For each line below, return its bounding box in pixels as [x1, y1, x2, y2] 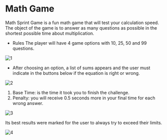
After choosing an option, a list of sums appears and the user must [12, 65, 150, 71]
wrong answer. [12, 100, 44, 106]
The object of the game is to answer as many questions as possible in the [5, 25, 157, 31]
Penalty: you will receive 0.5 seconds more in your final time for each [12, 95, 155, 101]
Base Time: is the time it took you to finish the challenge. [12, 89, 129, 95]
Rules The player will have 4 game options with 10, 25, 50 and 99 [12, 40, 147, 46]
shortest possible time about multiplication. [5, 30, 94, 36]
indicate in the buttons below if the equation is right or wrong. [12, 70, 140, 76]
